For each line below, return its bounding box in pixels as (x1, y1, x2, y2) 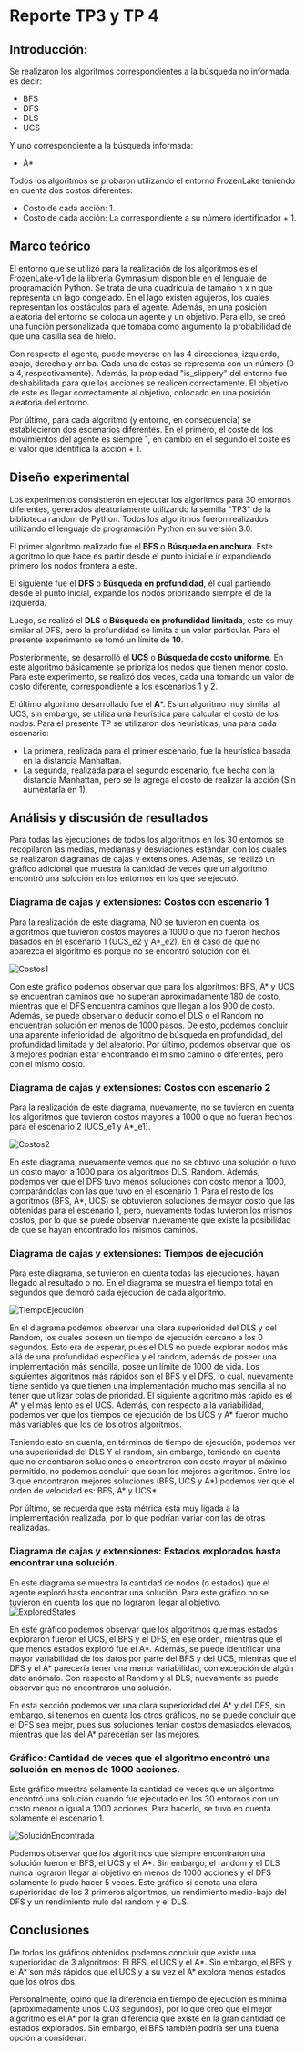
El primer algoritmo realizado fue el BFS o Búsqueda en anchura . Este (9, 540, 273, 551)
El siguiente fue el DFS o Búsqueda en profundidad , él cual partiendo (9, 578, 271, 589)
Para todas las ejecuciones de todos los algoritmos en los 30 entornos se (9, 835, 285, 846)
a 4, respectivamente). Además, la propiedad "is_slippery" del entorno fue (9, 367, 288, 378)
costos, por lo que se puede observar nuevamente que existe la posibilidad (9, 1215, 291, 1226)
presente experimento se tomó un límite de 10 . (9, 634, 184, 645)
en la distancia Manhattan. (22, 754, 122, 765)
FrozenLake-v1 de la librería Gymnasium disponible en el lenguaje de (9, 272, 267, 283)
